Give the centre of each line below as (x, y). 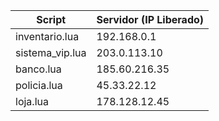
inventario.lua (47, 36)
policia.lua (39, 85)
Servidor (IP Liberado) (150, 19)
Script (51, 19)
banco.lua (38, 69)
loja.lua (32, 101)
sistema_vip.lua (51, 52)
